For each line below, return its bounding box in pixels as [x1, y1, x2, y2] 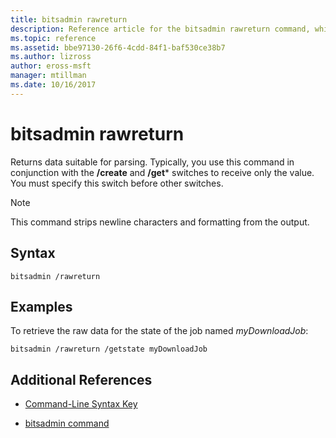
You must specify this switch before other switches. [10, 177, 224, 189]
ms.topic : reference [10, 33, 97, 43]
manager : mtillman [10, 71, 87, 81]
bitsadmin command [24, 417, 110, 430]
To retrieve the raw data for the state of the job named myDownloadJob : [10, 325, 309, 337]
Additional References [10, 371, 153, 388]
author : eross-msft [10, 61, 92, 71]
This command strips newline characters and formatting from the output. [10, 216, 310, 228]
